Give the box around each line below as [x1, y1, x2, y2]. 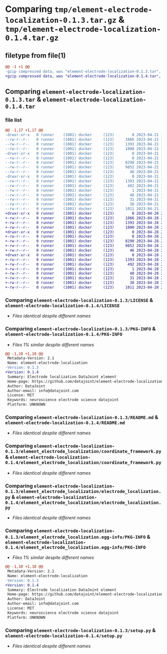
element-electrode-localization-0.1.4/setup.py [5, 633, 123, 639]
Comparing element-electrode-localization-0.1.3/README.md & [5, 413, 159, 420]
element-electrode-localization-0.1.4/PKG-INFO [5, 331, 123, 337]
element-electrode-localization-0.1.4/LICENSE [5, 303, 120, 309]
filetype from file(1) [5, 51, 66, 60]
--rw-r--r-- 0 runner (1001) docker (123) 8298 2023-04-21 [5, 160, 159, 165]
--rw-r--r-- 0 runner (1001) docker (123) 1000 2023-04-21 [5, 146, 159, 151]
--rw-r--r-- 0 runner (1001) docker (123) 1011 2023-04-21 [5, 206, 159, 212]
